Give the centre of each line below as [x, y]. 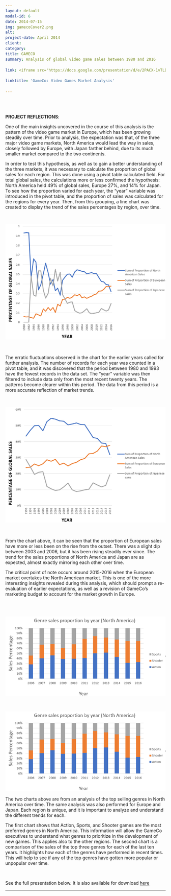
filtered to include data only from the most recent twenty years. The [76, 379]
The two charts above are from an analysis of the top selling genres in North [85, 799]
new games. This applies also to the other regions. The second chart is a [81, 841]
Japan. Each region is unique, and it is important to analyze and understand [84, 810]
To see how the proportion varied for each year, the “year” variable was [80, 191]
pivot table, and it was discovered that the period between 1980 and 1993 [82, 368]
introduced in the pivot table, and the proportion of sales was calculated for [84, 196]
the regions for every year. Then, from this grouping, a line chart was [77, 201]
